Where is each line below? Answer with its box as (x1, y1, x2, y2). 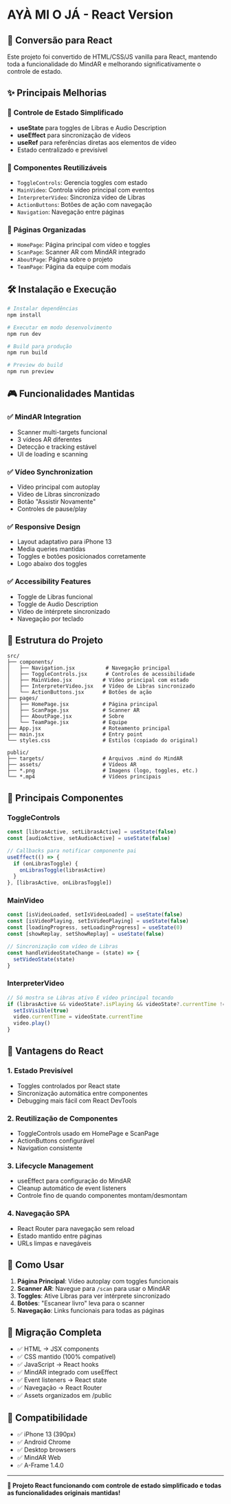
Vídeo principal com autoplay (16, 483, 100, 491)
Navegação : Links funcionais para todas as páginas (16, 1307, 165, 1315)
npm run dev (7, 330, 41, 337)
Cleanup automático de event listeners (16, 1184, 127, 1192)
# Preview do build (7, 362, 63, 369)
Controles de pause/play (16, 505, 87, 513)
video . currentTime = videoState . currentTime (13, 1014, 143, 1021)
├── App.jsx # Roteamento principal (7, 725, 170, 732)
